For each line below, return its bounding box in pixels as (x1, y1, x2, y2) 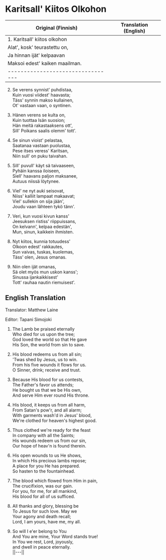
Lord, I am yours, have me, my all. (12, 519, 81, 524)
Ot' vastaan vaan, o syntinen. (12, 102, 72, 108)
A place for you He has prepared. (12, 463, 81, 469)
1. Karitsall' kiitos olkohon (7, 36, 68, 42)
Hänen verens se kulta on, (12, 112, 66, 118)
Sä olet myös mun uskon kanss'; (12, 269, 78, 275)
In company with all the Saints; (12, 432, 75, 438)
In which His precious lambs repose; (12, 457, 86, 463)
